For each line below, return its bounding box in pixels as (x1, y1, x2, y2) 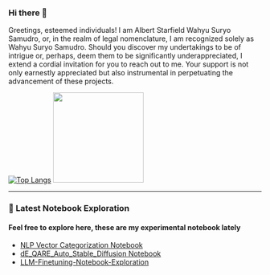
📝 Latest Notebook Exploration (8, 203, 130, 214)
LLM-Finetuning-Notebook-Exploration (19, 257, 149, 267)
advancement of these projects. (8, 76, 114, 87)
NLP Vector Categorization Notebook (19, 241, 143, 250)
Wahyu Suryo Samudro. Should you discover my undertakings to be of (8, 42, 242, 52)
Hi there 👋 (8, 7, 48, 18)
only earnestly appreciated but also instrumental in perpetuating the (8, 68, 233, 78)
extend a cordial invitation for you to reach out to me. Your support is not (8, 59, 249, 69)
